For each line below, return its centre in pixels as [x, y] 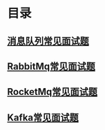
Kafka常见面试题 [43, 117]
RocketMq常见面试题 [52, 92]
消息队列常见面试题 [48, 41]
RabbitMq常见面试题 [51, 66]
